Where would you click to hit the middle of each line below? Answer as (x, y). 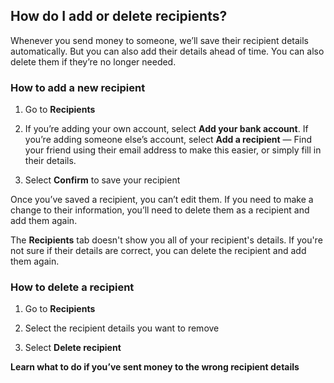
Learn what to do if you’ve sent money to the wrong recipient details (155, 367)
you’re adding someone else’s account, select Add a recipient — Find (168, 140)
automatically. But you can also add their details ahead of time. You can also (167, 51)
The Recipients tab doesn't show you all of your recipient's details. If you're (166, 240)
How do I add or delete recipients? (119, 16)
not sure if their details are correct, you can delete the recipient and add (158, 251)
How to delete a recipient (72, 287)
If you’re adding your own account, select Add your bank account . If (166, 129)
